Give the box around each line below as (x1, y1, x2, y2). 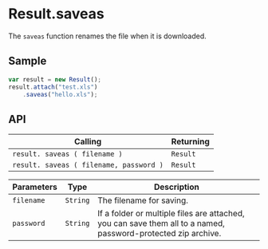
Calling (74, 136, 102, 148)
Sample (8, 54, 47, 68)
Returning (171, 136, 210, 148)
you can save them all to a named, (97, 218, 226, 229)
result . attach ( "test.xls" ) (8, 83, 98, 91)
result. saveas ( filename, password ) (12, 160, 164, 170)
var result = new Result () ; (8, 75, 102, 84)
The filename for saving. (97, 195, 189, 206)
